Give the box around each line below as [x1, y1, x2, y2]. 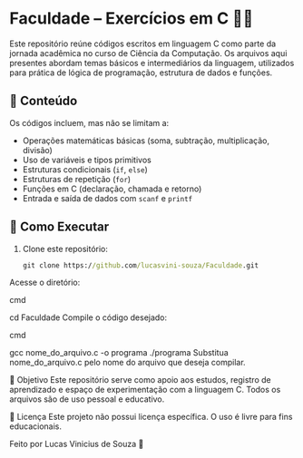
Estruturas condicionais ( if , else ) [22, 163, 148, 175]
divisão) [22, 144, 53, 155]
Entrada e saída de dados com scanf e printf [22, 192, 193, 203]
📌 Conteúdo [9, 93, 78, 109]
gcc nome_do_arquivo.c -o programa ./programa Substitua [9, 347, 229, 358]
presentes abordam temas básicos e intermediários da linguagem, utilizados [9, 57, 295, 68]
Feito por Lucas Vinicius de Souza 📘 [9, 439, 144, 450]
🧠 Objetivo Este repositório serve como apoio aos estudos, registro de [9, 375, 271, 385]
